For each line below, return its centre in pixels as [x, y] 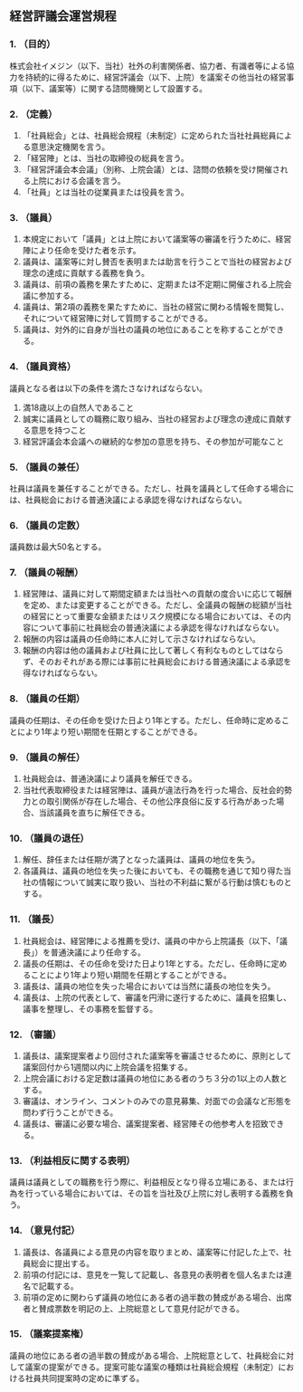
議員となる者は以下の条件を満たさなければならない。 [109, 388]
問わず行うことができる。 [70, 1112]
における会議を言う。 [86, 180]
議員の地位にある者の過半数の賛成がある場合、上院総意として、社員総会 [144, 1355]
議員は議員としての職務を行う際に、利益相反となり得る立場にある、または [148, 1182]
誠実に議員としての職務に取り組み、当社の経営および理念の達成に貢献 [153, 418]
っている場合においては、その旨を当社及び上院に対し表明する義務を [160, 1194]
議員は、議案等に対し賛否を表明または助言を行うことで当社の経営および [157, 262]
